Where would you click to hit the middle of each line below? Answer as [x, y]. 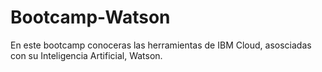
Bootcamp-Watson [90, 17]
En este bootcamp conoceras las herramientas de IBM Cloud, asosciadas [161, 45]
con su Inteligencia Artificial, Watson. [86, 55]
